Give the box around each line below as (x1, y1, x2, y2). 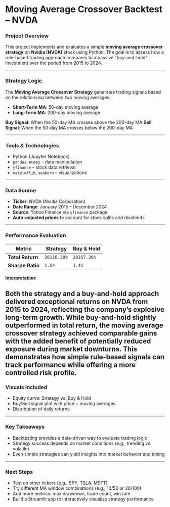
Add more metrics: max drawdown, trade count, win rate (12, 490, 131, 496)
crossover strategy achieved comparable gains (5, 329, 157, 337)
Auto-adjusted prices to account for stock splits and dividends (12, 215, 145, 221)
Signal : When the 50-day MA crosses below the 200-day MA (5, 124, 133, 131)
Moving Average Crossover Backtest (5, 4, 163, 15)
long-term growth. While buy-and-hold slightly (5, 313, 157, 322)
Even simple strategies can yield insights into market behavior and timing (12, 451, 165, 457)
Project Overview (5, 32, 49, 39)
